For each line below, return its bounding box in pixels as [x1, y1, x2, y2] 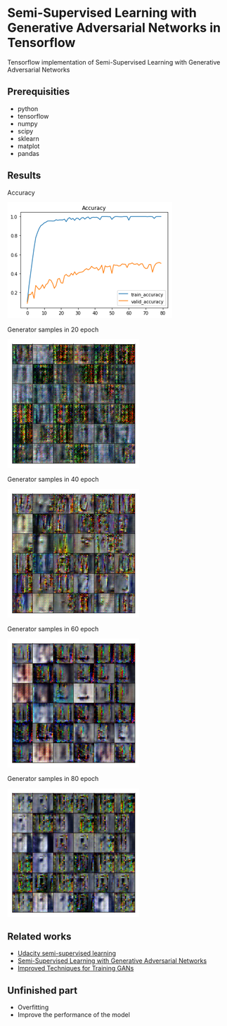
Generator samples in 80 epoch [7, 774, 99, 782]
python [17, 104, 39, 113]
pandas [17, 149, 40, 157]
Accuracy [7, 188, 35, 197]
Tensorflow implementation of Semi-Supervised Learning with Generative [7, 58, 221, 66]
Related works [7, 930, 72, 942]
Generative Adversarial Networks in [7, 20, 221, 36]
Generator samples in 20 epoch [7, 325, 99, 334]
